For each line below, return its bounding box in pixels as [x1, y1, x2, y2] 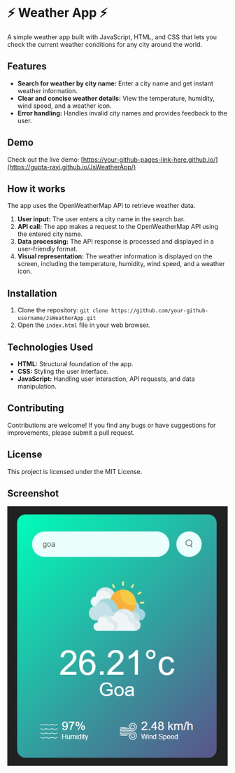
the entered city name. [17, 230, 83, 238]
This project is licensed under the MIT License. [7, 467, 143, 475]
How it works [7, 183, 66, 195]
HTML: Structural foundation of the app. [17, 360, 134, 368]
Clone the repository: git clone [17, 306, 108, 314]
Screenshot [7, 487, 59, 500]
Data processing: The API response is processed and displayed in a [17, 237, 215, 246]
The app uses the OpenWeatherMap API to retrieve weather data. [7, 202, 196, 210]
